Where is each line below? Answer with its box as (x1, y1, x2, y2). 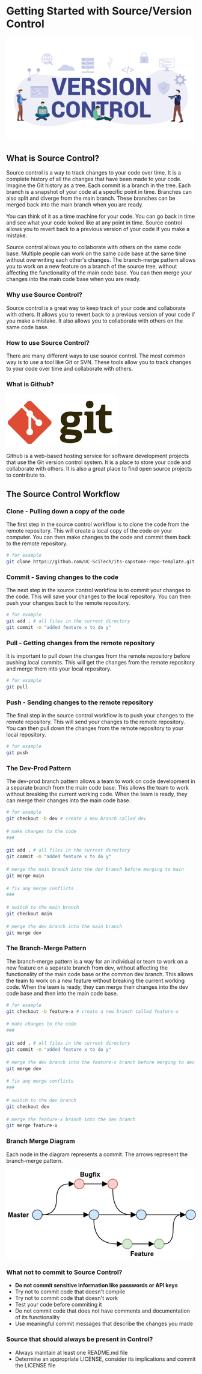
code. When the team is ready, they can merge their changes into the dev (6, 983, 188, 991)
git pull (6, 684, 28, 690)
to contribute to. (6, 471, 46, 479)
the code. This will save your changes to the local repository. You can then (6, 593, 191, 600)
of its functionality (14, 1314, 60, 1321)
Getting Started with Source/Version (6, 4, 192, 18)
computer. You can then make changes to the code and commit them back (6, 533, 191, 540)
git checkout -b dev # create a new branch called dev (6, 815, 147, 822)
